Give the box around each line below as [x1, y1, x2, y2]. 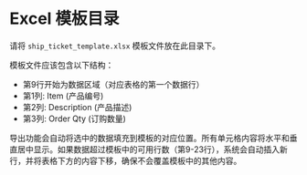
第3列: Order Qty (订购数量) [22, 113, 126, 124]
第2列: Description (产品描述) [22, 101, 132, 112]
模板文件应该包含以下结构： [9, 59, 114, 70]
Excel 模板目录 [9, 8, 121, 29]
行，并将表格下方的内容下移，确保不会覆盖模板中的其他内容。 [9, 155, 242, 166]
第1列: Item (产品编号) [22, 90, 104, 101]
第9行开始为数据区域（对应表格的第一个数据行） [22, 78, 205, 89]
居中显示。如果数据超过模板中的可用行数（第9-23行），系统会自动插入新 [16, 143, 288, 155]
